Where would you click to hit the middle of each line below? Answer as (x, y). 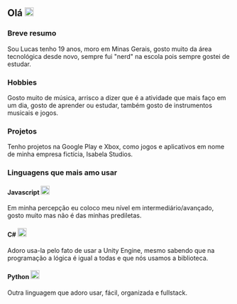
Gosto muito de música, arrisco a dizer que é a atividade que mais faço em (117, 97)
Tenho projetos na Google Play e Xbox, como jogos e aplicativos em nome (116, 147)
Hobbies (22, 82)
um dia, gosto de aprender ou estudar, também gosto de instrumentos (110, 105)
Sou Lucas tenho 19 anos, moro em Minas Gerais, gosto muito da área (110, 49)
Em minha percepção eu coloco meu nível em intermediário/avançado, (111, 208)
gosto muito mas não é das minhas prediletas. (75, 216)
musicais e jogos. (33, 113)
